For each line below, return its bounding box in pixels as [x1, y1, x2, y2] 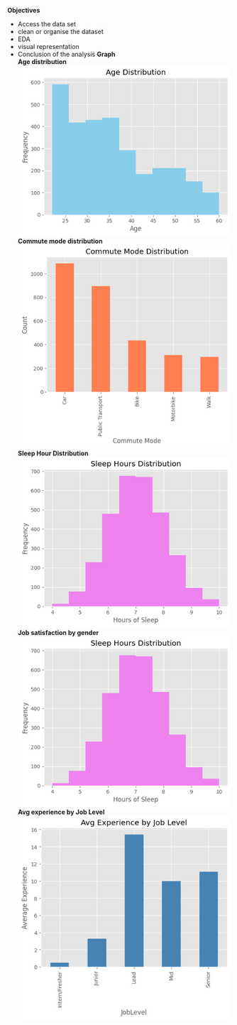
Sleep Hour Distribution [17, 449, 89, 457]
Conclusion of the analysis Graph [17, 50, 116, 58]
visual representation [17, 43, 79, 50]
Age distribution [17, 58, 67, 66]
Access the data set [17, 20, 77, 28]
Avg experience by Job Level [17, 808, 105, 816]
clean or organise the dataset [17, 28, 104, 36]
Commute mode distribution [17, 237, 103, 246]
